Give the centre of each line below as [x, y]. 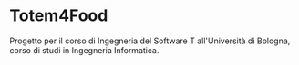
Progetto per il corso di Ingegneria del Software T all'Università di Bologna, [150, 41]
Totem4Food [59, 16]
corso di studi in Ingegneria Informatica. [84, 50]
